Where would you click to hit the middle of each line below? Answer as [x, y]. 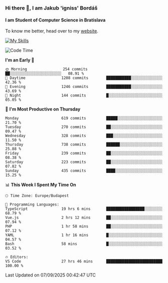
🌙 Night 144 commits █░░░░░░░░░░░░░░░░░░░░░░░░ [84, 95]
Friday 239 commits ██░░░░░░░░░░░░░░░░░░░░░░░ [84, 153]
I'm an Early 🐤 [20, 60]
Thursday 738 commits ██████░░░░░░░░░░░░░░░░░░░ [84, 144]
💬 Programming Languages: [32, 204]
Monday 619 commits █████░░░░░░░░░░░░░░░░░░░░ [84, 118]
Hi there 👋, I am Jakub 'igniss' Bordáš [51, 8]
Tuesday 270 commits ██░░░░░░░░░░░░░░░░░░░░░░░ [84, 127]
